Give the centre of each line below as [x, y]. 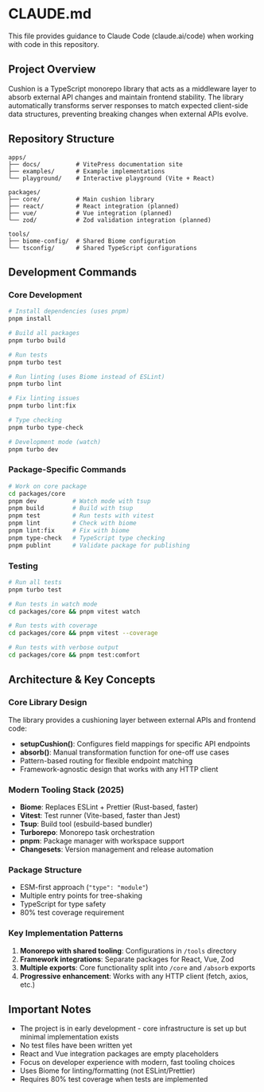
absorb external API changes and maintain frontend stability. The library [126, 97]
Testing [23, 566]
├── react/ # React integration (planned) [94, 206]
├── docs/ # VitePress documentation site [95, 164]
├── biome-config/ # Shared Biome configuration [92, 241]
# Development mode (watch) [55, 442]
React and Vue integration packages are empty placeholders [119, 1054]
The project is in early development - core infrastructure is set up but [133, 1028]
